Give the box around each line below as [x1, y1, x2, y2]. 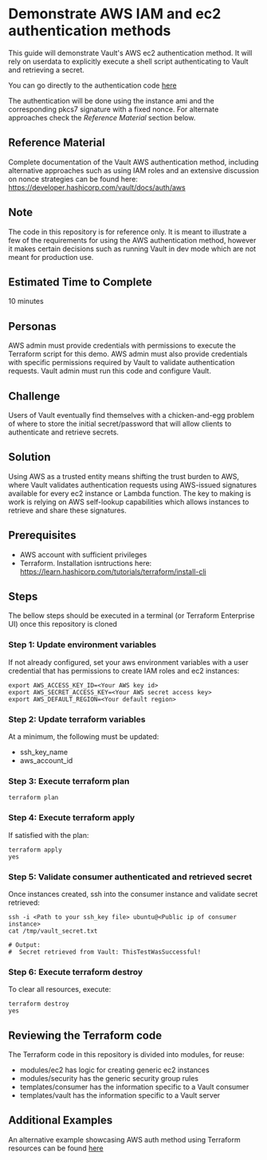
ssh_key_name [19, 747, 69, 757]
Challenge [8, 389, 61, 403]
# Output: [8, 941, 41, 949]
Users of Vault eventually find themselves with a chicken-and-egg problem [8, 411, 255, 419]
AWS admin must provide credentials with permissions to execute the [8, 340, 237, 351]
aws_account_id [19, 756, 73, 765]
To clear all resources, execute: [8, 985, 112, 994]
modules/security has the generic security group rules [19, 1074, 199, 1083]
